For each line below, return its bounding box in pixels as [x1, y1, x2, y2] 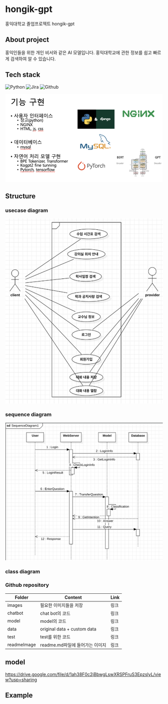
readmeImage [7, 642, 36, 648]
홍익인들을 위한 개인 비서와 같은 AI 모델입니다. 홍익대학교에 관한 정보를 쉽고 [5, 49, 152, 56]
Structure [5, 192, 36, 200]
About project [5, 36, 49, 44]
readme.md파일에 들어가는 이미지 [39, 642, 106, 648]
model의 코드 [39, 618, 66, 624]
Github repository [5, 582, 49, 589]
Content [64, 594, 82, 600]
